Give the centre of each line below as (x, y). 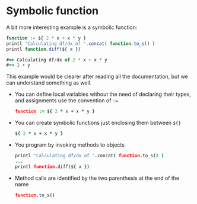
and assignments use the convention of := (66, 101)
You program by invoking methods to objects (69, 145)
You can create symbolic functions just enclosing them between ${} (98, 123)
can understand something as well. (49, 83)
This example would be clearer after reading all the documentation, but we (97, 77)
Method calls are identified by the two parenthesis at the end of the (97, 178)
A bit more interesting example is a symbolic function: (72, 27)
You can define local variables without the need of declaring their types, (103, 94)
